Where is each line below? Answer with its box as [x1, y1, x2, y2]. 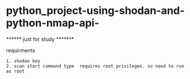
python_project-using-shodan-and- [6, 4, 185, 17]
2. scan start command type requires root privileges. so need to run [6, 63, 184, 69]
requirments [6, 46, 36, 53]
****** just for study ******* [6, 35, 74, 42]
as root [6, 68, 25, 74]
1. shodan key [6, 58, 41, 64]
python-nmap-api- [6, 16, 99, 30]
